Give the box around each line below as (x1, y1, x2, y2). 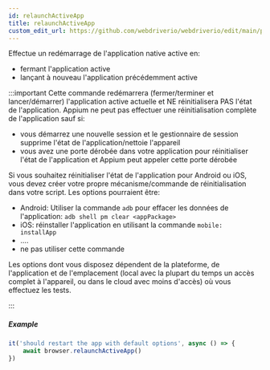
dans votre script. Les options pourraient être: (8, 188, 161, 197)
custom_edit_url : (8, 26, 67, 35)
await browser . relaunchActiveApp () (22, 347, 142, 356)
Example (8, 319, 39, 329)
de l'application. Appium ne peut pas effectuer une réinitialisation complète (8, 105, 257, 115)
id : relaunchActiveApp (8, 11, 84, 20)
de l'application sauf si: (8, 114, 86, 124)
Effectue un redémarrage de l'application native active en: (8, 49, 201, 59)
